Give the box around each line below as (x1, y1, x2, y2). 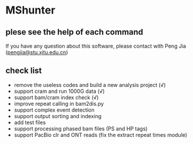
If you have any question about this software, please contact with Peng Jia (5, 42, 187, 49)
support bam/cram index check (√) (14, 93, 99, 101)
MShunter (5, 4, 55, 17)
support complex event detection (14, 106, 95, 113)
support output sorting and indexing (14, 112, 102, 119)
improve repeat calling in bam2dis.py (14, 100, 104, 107)
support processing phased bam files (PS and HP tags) (14, 125, 148, 132)
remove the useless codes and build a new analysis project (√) (14, 81, 166, 88)
